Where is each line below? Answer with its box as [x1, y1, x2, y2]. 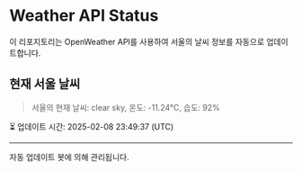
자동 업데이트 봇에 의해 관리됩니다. [9, 151, 129, 162]
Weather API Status [9, 5, 159, 26]
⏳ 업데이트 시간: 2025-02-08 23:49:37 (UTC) [9, 121, 174, 131]
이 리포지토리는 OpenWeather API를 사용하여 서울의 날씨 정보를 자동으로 [9, 36, 265, 47]
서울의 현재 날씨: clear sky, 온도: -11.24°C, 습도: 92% [31, 102, 220, 112]
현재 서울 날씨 [9, 76, 81, 92]
